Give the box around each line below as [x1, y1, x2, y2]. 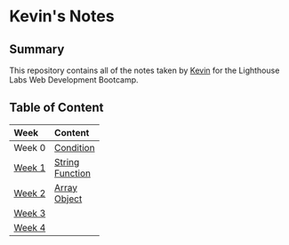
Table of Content [9, 100, 104, 115]
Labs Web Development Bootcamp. [9, 75, 140, 85]
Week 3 [13, 207, 46, 219]
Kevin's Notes [9, 6, 115, 27]
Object [54, 193, 83, 205]
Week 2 [13, 186, 46, 199]
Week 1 [13, 162, 46, 174]
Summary [9, 42, 65, 57]
